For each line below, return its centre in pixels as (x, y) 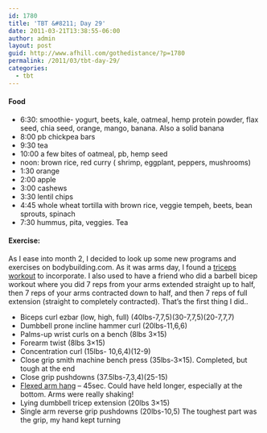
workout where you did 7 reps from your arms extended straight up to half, (132, 285)
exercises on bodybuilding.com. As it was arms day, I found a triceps (123, 268)
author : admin (32, 38)
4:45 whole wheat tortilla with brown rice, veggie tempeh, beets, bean (136, 205)
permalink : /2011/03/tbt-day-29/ (64, 61)
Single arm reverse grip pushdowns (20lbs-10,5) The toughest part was (138, 411)
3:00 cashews (43, 188)
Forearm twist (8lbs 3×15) (63, 343)
